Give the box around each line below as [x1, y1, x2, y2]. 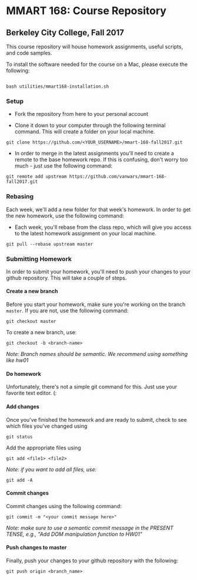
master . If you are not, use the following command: [6, 307, 129, 314]
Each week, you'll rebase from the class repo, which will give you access [14, 224, 192, 231]
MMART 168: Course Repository [6, 4, 166, 18]
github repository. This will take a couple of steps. [6, 274, 127, 281]
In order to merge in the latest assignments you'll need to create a [14, 150, 175, 157]
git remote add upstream [6, 174, 67, 180]
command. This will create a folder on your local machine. [14, 128, 155, 135]
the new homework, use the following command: [6, 212, 125, 219]
